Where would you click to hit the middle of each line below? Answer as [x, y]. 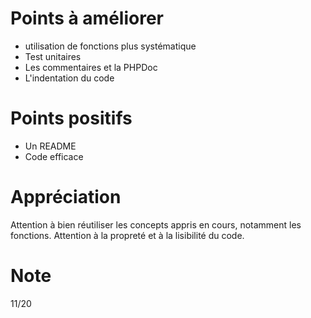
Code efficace [54, 156]
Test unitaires [53, 56]
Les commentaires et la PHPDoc [91, 67]
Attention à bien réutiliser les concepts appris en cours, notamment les [156, 224]
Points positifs [71, 118]
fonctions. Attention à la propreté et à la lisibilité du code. [127, 235]
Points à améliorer [87, 18]
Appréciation [66, 197]
